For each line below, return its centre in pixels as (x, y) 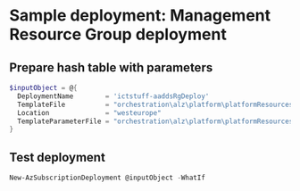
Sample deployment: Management (140, 16)
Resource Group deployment (118, 34)
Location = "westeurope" (90, 112)
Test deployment (57, 157)
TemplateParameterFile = (63, 121)
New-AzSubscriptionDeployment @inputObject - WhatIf (107, 178)
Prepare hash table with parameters (111, 67)
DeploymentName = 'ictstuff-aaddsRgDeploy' (113, 96)
